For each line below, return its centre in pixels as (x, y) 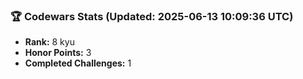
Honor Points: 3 (58, 53)
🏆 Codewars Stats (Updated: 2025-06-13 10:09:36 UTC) (152, 16)
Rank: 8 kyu (49, 42)
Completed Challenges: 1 (78, 63)
